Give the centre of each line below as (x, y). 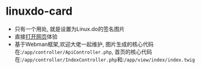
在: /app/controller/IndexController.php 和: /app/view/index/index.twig (105, 59)
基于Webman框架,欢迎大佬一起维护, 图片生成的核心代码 (84, 44)
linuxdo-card (39, 11)
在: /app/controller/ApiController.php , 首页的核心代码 (83, 52)
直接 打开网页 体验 (36, 36)
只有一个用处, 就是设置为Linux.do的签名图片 (70, 29)
